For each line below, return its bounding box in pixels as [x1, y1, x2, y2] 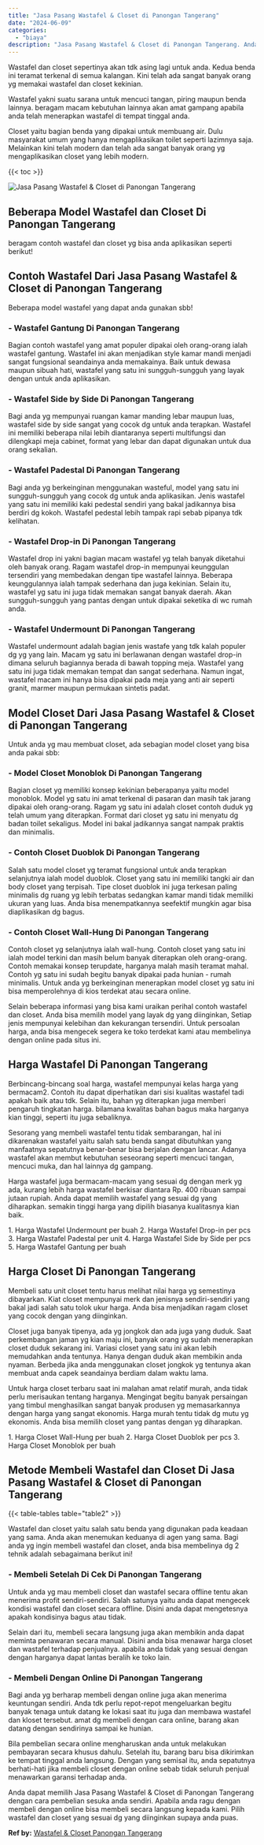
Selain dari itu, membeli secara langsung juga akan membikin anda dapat [8, 1627, 245, 1637]
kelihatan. [8, 516, 40, 525]
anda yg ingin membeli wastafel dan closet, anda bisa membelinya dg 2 [8, 1541, 240, 1550]
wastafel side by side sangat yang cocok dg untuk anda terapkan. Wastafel [8, 419, 251, 430]
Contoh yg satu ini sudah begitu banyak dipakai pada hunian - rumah [8, 969, 232, 978]
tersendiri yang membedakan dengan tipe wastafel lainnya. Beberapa [8, 570, 233, 580]
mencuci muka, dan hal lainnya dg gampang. [8, 1161, 153, 1171]
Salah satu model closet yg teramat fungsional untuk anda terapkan [8, 865, 227, 874]
